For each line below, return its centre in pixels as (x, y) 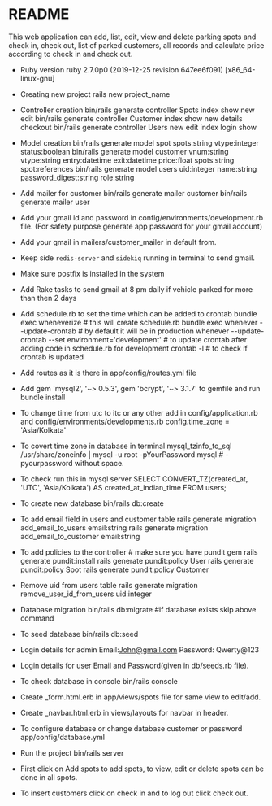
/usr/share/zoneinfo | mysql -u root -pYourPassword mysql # (122, 454)
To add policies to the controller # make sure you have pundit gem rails (139, 552)
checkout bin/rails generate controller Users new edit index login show (138, 127)
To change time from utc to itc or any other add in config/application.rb (139, 412)
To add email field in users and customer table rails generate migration (138, 519)
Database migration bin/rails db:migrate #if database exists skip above (138, 609)
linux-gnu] (37, 78)
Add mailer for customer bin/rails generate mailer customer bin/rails (134, 193)
